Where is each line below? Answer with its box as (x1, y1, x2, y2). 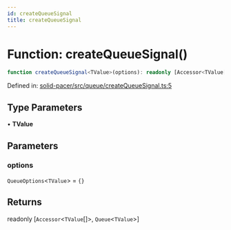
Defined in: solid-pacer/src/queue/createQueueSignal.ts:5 (7, 82, 172, 90)
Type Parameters (7, 102, 83, 113)
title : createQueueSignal (7, 17, 81, 23)
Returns (7, 196, 43, 208)
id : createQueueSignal (7, 10, 72, 17)
